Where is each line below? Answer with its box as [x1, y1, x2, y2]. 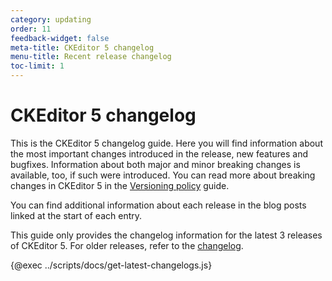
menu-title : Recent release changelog [10, 52, 172, 62]
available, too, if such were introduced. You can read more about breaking [10, 169, 316, 181]
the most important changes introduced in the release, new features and [10, 147, 309, 160]
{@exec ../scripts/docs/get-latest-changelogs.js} [10, 259, 213, 271]
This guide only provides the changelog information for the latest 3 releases [10, 229, 323, 241]
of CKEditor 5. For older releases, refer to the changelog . [10, 239, 244, 251]
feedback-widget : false [10, 33, 110, 43]
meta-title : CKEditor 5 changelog [10, 42, 155, 53]
